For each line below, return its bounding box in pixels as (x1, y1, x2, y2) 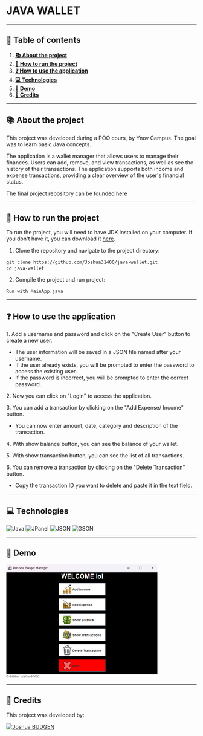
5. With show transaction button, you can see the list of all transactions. (6, 452, 184, 459)
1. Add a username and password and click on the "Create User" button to (6, 331, 191, 338)
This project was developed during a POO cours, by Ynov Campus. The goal (6, 134, 196, 141)
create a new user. (6, 337, 53, 344)
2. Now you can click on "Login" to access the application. (6, 392, 152, 399)
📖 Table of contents (6, 35, 81, 45)
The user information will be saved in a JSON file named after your (14, 349, 181, 356)
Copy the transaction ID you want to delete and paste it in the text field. (14, 482, 193, 489)
